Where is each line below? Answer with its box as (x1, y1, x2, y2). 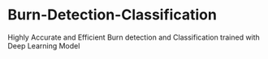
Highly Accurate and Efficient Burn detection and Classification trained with (7, 32, 261, 42)
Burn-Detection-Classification (7, 6, 217, 24)
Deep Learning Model (7, 40, 80, 50)
